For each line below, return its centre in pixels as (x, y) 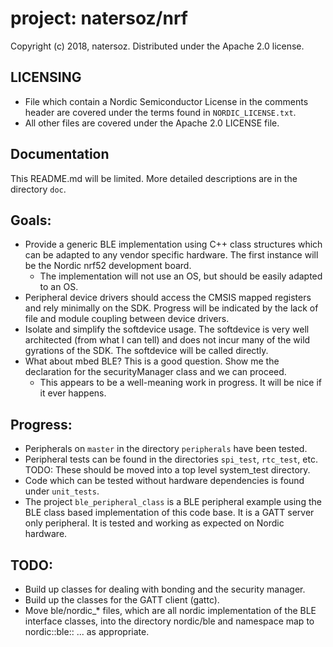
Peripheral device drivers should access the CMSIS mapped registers (168, 298)
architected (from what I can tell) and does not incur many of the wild (167, 340)
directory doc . (38, 189)
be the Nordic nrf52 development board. (108, 266)
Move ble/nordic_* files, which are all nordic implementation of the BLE (170, 610)
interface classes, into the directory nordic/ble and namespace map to (169, 621)
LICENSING (46, 77)
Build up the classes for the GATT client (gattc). (122, 600)
